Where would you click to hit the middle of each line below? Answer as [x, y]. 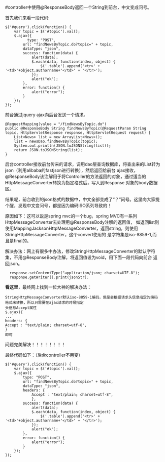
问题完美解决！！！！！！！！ [35, 344]
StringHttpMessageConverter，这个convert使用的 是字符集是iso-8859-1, [79, 234]
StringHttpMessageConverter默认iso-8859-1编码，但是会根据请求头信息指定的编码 [82, 297]
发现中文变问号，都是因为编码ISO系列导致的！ [65, 206]
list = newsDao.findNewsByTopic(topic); [56, 141]
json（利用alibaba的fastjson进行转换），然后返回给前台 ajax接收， [72, 170]
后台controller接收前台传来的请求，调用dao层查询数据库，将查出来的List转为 [82, 164]
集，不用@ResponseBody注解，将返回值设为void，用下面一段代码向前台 [79, 257]
